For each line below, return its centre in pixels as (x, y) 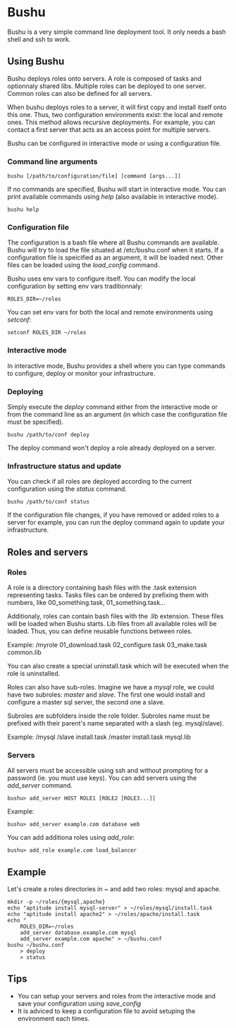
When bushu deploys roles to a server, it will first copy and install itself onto (117, 107)
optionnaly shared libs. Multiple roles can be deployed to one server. (107, 86)
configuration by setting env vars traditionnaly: (75, 286)
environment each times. (54, 1018)
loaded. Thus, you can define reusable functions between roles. (100, 631)
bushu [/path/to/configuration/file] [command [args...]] (94, 176)
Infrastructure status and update (64, 466)
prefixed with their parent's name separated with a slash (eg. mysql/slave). (116, 723)
